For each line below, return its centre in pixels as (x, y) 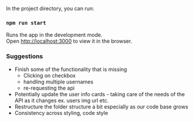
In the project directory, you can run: (50, 9)
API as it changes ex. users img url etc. (62, 100)
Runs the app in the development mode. (54, 35)
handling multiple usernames (58, 82)
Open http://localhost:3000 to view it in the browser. (69, 41)
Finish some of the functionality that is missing (71, 69)
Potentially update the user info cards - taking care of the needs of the (100, 94)
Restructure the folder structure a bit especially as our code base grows (101, 106)
